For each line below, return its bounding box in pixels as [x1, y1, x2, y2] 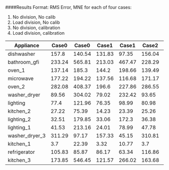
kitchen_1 [8, 140, 31, 147]
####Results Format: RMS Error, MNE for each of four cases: [5, 5, 132, 10]
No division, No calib [12, 14, 56, 20]
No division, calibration [12, 25, 60, 31]
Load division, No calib [12, 20, 60, 25]
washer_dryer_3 [8, 132, 46, 139]
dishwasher [8, 50, 35, 57]
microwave [8, 75, 34, 82]
